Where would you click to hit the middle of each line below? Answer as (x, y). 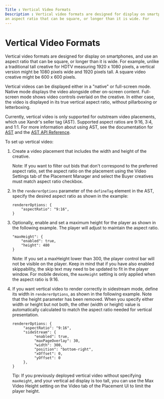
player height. (26, 391)
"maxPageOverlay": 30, (57, 341)
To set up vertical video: (29, 142)
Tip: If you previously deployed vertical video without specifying (77, 376)
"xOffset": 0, (48, 354)
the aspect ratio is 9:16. (36, 279)
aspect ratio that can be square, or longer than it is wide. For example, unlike (82, 62)
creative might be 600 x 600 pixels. (41, 77)
